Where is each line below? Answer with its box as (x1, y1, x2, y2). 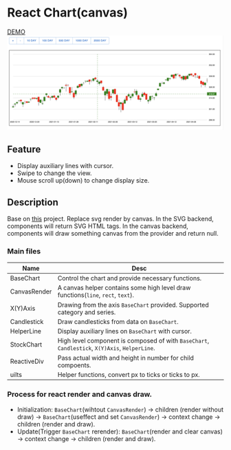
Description (7, 196, 58, 208)
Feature (7, 143, 41, 155)
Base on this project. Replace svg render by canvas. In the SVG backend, (7, 215, 214, 223)
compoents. (57, 360, 91, 369)
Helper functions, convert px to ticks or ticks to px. (57, 370, 201, 378)
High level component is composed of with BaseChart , (57, 336, 210, 345)
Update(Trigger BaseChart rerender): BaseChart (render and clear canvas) (16, 427, 223, 436)
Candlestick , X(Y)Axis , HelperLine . (57, 344, 155, 352)
